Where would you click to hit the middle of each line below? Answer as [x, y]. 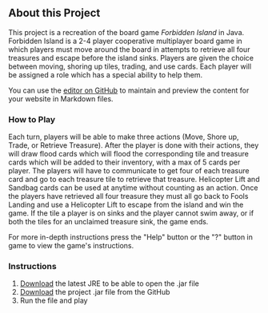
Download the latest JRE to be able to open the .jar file [110, 283]
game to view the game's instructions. [71, 246]
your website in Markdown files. [61, 98]
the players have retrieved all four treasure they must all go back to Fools [128, 196]
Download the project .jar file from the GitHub [95, 292]
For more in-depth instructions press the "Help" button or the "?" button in [131, 237]
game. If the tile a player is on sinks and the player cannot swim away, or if [131, 213]
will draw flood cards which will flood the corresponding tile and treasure [129, 154]
